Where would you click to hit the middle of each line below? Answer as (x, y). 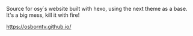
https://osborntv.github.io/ (39, 27)
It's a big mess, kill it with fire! (43, 15)
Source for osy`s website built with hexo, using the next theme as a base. (97, 9)
